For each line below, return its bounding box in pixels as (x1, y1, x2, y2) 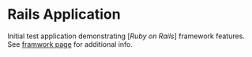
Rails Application (7, 5, 121, 23)
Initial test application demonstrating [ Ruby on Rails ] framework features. (7, 31, 246, 41)
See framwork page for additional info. (7, 39, 134, 48)
